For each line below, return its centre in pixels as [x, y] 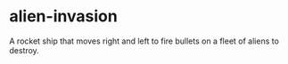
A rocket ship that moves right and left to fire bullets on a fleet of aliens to [144, 41]
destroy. [25, 50]
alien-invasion [63, 16]
